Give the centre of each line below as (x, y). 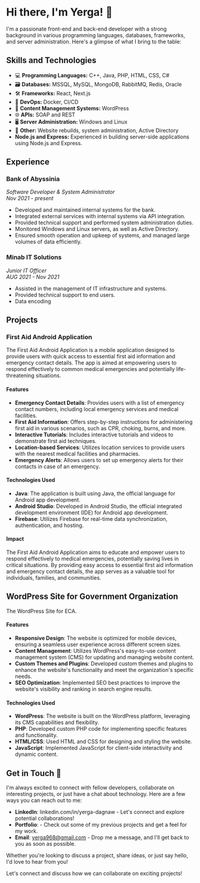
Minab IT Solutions (34, 257)
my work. (26, 831)
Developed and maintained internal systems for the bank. (85, 210)
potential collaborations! (44, 818)
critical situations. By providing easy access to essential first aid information (100, 565)
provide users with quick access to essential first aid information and (91, 357)
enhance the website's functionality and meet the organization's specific (104, 670)
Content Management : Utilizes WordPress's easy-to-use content (95, 651)
